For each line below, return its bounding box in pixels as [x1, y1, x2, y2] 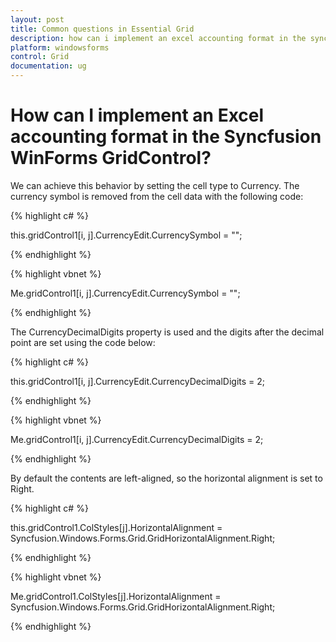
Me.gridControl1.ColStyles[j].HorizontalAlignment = [10, 590, 222, 602]
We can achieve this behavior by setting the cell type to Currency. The [10, 179, 300, 191]
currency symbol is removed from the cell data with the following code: [10, 190, 304, 202]
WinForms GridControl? [10, 147, 212, 170]
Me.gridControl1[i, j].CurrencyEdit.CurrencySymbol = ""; [10, 287, 241, 299]
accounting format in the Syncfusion [10, 126, 322, 148]
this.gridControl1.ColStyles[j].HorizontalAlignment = [10, 521, 223, 533]
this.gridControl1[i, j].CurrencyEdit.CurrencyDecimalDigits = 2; [10, 375, 266, 387]
